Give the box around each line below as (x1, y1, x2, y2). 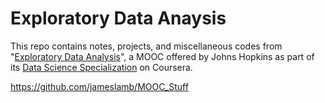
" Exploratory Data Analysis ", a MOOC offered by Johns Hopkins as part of (10, 50, 315, 62)
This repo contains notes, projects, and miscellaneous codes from (10, 40, 283, 52)
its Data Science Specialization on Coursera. (10, 61, 193, 73)
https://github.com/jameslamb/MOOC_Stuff (10, 80, 189, 92)
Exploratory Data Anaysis (10, 7, 227, 30)
